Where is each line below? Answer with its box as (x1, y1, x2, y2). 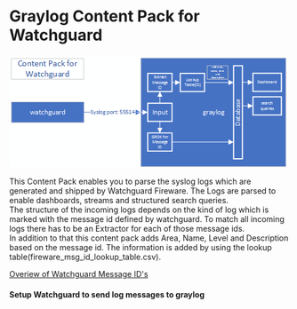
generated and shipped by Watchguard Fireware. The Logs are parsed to (9, 185, 277, 196)
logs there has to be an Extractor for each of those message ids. (9, 223, 245, 234)
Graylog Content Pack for (9, 6, 200, 27)
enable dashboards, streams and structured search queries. (9, 194, 229, 205)
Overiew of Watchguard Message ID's (9, 268, 148, 279)
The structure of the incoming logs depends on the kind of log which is (9, 204, 269, 215)
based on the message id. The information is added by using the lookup (9, 242, 273, 252)
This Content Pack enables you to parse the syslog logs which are (9, 176, 252, 186)
